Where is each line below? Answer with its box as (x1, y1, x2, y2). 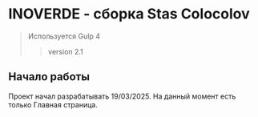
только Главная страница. (8, 99, 98, 109)
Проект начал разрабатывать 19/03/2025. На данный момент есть (8, 91, 236, 101)
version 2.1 (47, 46, 84, 56)
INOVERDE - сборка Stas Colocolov (8, 5, 250, 23)
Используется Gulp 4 (27, 31, 100, 41)
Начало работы (8, 70, 91, 84)
